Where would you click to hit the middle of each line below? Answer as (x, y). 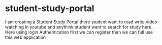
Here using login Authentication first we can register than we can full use (79, 32)
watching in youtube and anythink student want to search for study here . (80, 27)
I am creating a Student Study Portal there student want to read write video (81, 22)
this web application (25, 37)
